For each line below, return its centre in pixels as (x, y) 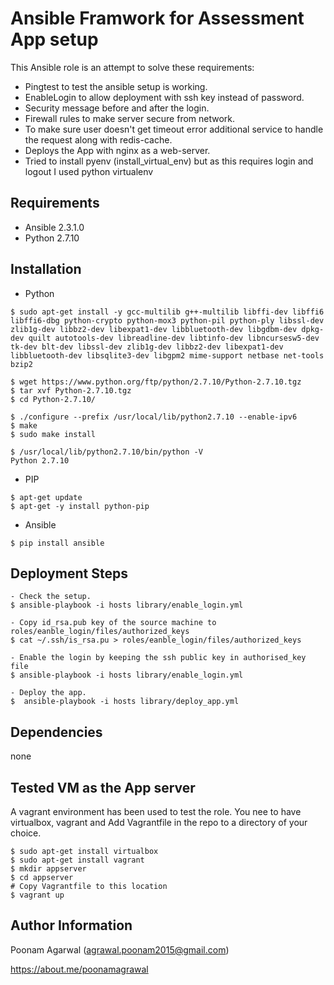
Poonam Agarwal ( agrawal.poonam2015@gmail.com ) (120, 949)
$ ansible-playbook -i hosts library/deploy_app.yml (125, 702)
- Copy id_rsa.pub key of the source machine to (113, 623)
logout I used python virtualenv (89, 171)
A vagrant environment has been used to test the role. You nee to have (156, 811)
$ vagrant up (37, 895)
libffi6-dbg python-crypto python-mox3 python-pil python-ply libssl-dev (167, 320)
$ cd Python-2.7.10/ (53, 399)
